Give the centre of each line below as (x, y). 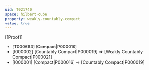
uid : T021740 (19, 10)
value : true (17, 23)
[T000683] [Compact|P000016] (45, 47)
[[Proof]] (14, 37)
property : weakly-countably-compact (43, 19)
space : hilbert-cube (26, 14)
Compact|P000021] (32, 57)
